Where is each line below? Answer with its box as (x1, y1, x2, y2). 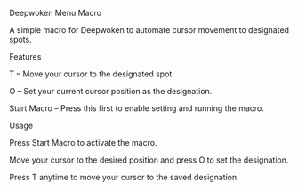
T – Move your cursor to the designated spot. (9, 68, 175, 79)
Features (9, 52, 42, 61)
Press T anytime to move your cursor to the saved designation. (9, 172, 239, 182)
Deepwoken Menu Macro (9, 8, 102, 18)
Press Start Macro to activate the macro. (9, 138, 157, 147)
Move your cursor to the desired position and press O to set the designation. (9, 155, 289, 165)
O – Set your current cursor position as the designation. (9, 86, 213, 96)
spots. (9, 35, 33, 44)
